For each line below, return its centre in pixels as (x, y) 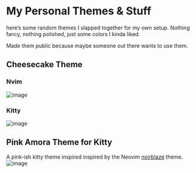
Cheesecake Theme (44, 65)
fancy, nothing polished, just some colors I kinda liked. (73, 34)
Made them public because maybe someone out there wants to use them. (97, 46)
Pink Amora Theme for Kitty (59, 142)
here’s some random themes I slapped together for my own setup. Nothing (98, 28)
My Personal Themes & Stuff (79, 11)
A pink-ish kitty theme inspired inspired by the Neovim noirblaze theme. (95, 157)
